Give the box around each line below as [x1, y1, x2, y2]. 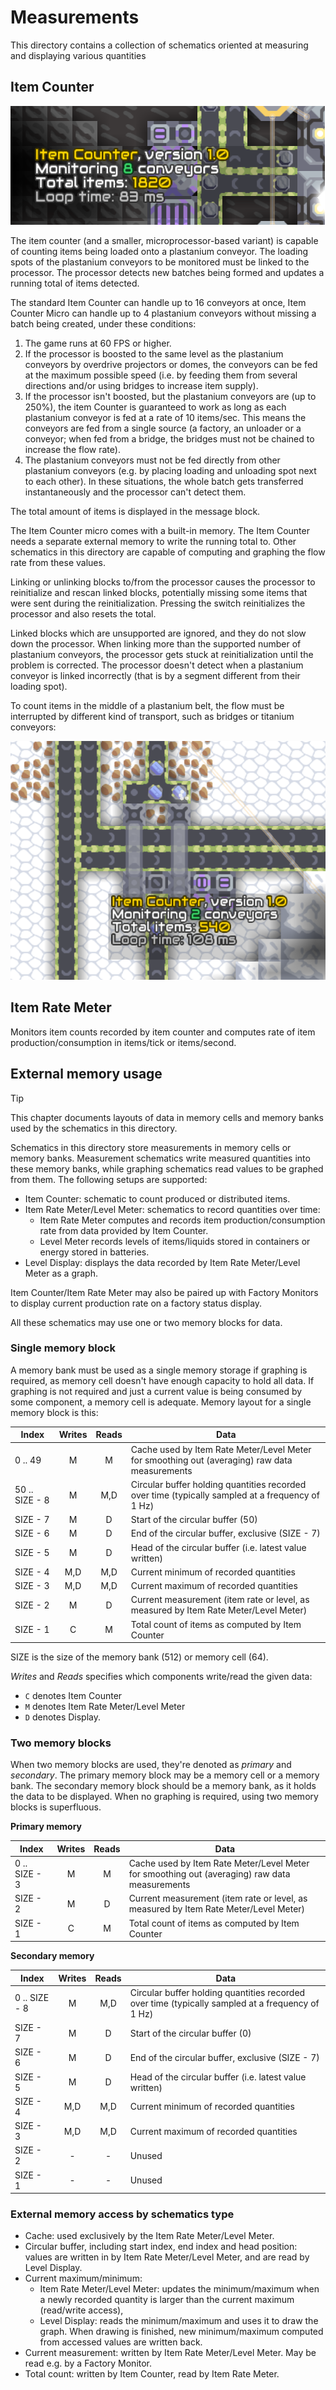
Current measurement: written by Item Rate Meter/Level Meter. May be [24, 2347, 317, 2359]
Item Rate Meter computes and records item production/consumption [39, 1214, 326, 1226]
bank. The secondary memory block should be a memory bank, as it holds [10, 1780, 317, 1792]
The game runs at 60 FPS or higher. [24, 337, 172, 349]
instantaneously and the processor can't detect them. [24, 486, 247, 498]
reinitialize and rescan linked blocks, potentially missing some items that [10, 586, 308, 598]
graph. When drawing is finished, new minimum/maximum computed [39, 2326, 324, 2338]
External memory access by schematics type [10, 2207, 235, 2221]
